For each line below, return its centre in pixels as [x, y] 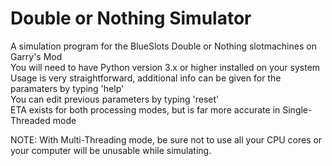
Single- [297, 109]
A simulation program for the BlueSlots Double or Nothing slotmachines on [163, 46]
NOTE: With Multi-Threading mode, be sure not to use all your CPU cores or [166, 139]
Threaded [30, 120]
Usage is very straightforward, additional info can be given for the [146, 78]
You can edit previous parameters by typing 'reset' [115, 99]
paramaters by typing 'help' [67, 88]
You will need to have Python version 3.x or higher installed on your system [165, 67]
